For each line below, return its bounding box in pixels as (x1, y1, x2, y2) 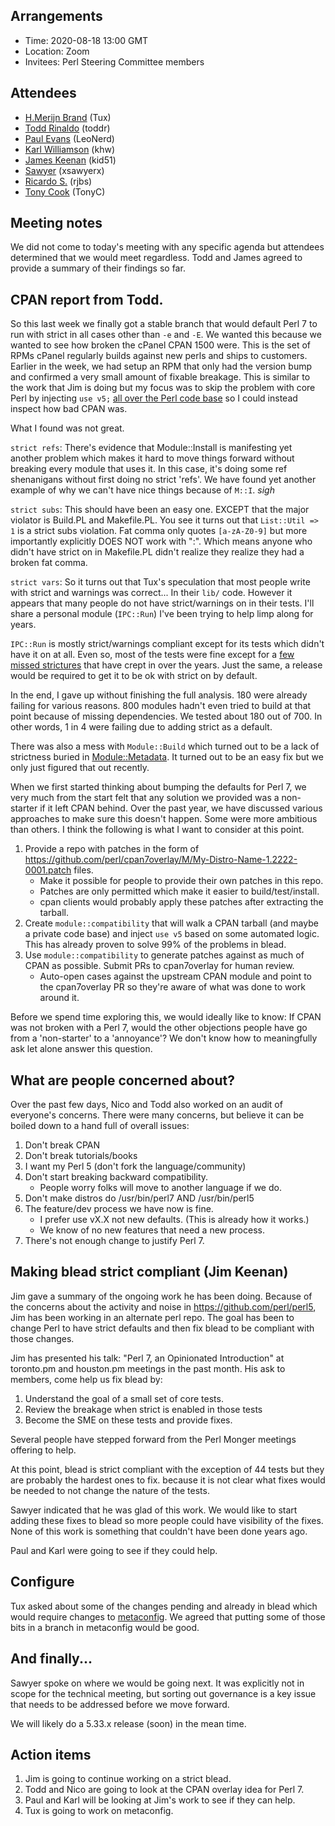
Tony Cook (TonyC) (24, 185, 106, 198)
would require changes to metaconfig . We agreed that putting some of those (10, 1610, 326, 1623)
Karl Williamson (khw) (24, 143, 115, 155)
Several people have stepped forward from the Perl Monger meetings (10, 1433, 297, 1445)
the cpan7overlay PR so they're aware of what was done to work (39, 981, 306, 993)
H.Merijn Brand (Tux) (24, 111, 112, 123)
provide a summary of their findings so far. (10, 262, 186, 274)
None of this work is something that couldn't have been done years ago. (10, 1525, 308, 1537)
